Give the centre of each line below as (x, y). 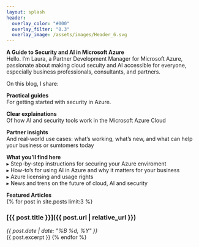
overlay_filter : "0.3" (41, 29)
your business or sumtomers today (50, 145)
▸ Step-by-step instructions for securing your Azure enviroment (86, 164)
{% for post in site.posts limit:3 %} (50, 202)
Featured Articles (29, 195)
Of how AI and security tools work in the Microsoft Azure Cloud (86, 121)
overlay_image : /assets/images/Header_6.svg (69, 35)
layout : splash (26, 12)
